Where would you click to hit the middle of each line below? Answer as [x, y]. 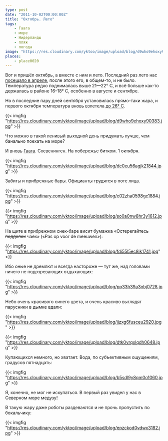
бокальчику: [18, 413]
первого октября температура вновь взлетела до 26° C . [65, 106]
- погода [23, 47]
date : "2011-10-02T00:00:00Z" [37, 14]
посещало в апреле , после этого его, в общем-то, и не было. [70, 80]
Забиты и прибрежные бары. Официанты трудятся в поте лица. [73, 181]
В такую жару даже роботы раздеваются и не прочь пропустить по [77, 408]
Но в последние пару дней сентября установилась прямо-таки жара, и [82, 101]
